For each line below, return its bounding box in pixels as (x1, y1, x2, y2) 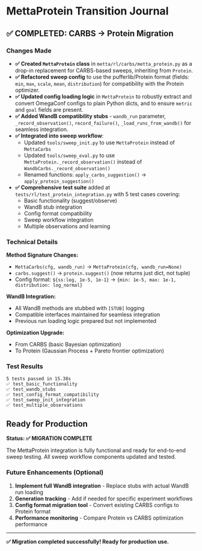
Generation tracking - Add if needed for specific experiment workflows (14, 495, 193, 502)
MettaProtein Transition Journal (6, 4, 169, 18)
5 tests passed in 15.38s (6, 376, 71, 382)
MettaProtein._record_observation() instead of (23, 158, 142, 165)
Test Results (6, 362, 43, 371)
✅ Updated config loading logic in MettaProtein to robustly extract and (14, 92, 192, 100)
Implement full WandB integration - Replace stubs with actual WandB (14, 482, 189, 489)
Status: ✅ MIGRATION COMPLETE (6, 435, 93, 442)
